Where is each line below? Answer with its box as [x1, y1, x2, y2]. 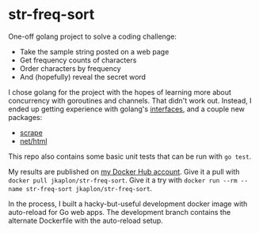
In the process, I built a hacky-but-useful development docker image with [8, 199, 248, 209]
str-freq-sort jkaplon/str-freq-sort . [25, 183, 153, 193]
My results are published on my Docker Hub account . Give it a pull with [8, 167, 240, 176]
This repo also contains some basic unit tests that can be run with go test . [8, 152, 252, 161]
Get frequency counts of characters [19, 55, 137, 65]
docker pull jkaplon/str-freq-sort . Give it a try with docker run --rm [8, 175, 238, 185]
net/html [19, 136, 48, 145]
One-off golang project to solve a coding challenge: [8, 32, 177, 41]
